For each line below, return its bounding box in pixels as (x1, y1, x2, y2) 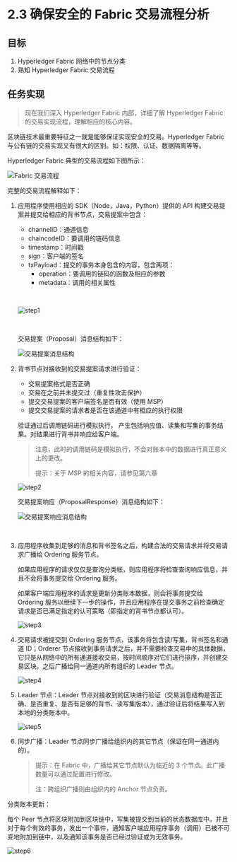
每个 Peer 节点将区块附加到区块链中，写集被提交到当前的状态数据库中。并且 (7, 815, 229, 823)
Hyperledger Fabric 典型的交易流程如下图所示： (7, 156, 146, 165)
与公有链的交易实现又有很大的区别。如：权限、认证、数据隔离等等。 (7, 141, 205, 149)
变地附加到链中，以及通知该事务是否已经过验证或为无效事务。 (7, 832, 187, 841)
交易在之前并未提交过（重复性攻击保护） (28, 388, 146, 397)
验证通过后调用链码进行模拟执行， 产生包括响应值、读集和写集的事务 (17, 421, 217, 429)
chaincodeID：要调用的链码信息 (28, 234, 121, 243)
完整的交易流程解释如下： (7, 186, 82, 194)
